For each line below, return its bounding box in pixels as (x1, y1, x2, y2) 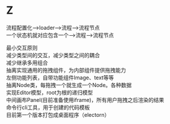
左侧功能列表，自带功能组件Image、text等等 (6, 74, 114, 81)
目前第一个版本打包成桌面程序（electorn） (6, 111, 110, 118)
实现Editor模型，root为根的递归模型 (6, 89, 93, 96)
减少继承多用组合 (6, 59, 48, 66)
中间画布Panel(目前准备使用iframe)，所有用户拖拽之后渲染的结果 (6, 96, 165, 103)
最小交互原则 (6, 44, 37, 51)
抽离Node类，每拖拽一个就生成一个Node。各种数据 (6, 81, 132, 88)
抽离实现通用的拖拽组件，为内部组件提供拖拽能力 (6, 66, 126, 73)
